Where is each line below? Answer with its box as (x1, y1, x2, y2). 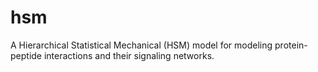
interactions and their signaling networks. (43, 49, 215, 61)
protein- (274, 39, 308, 51)
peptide (10, 49, 43, 61)
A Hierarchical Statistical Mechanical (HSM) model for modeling (10, 39, 273, 51)
